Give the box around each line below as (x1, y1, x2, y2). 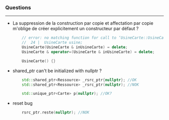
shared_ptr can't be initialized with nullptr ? (12, 68, 102, 74)
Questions (5, 4, 31, 11)
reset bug (12, 100, 33, 106)
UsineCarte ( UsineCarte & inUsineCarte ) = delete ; (22, 45, 128, 50)
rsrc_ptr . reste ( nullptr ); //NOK (22, 110, 90, 115)
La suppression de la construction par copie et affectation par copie (12, 20, 153, 26)
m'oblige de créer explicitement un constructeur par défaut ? (12, 26, 139, 32)
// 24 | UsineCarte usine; (22, 40, 83, 45)
